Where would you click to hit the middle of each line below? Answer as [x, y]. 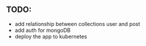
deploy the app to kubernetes [51, 36]
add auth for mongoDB [43, 30]
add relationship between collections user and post [77, 24]
